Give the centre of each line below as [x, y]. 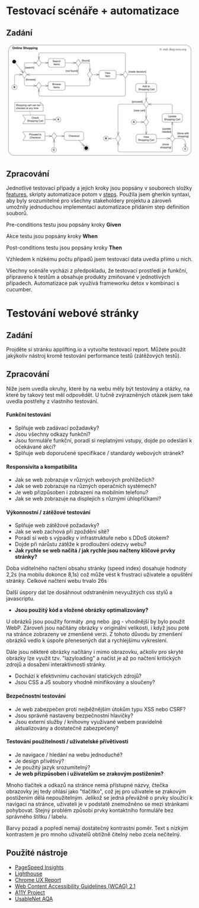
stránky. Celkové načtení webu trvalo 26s [57, 581]
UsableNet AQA [34, 899]
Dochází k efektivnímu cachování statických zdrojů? [78, 676]
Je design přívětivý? [39, 761]
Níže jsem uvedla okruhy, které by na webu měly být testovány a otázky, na [98, 389]
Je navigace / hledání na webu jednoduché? [68, 755]
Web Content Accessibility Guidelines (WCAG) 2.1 [75, 886]
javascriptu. [20, 599]
